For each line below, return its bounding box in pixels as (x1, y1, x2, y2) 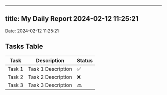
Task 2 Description (28, 73, 72, 80)
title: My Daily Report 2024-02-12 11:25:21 (5, 14, 139, 23)
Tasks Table (5, 42, 43, 51)
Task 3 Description (28, 82, 72, 89)
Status (77, 57, 93, 64)
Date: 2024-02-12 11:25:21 (5, 28, 59, 34)
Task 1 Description (28, 65, 72, 72)
